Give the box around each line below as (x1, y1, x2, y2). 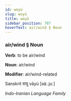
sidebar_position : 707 (5, 20, 51, 26)
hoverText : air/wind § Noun (5, 25, 62, 30)
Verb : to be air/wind (5, 52, 45, 59)
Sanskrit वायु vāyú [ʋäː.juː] (5, 81, 55, 87)
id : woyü (5, 7, 23, 12)
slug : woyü (5, 12, 27, 17)
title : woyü (5, 16, 29, 21)
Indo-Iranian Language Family (5, 91, 66, 97)
